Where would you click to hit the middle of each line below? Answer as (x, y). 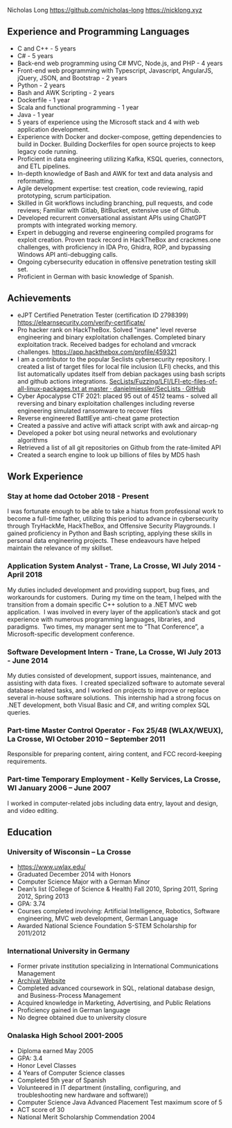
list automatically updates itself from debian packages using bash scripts (121, 374)
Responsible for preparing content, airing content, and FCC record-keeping (115, 754)
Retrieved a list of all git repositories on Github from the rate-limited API (119, 447)
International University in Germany (69, 951)
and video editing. (33, 810)
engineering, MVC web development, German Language (98, 919)
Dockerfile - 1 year (44, 100)
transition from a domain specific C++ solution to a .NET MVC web (102, 605)
